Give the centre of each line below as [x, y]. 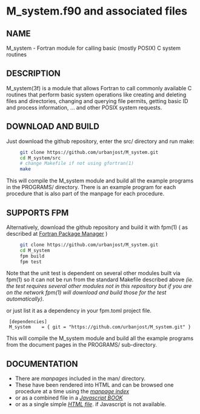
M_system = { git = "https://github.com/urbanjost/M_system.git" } [100, 327]
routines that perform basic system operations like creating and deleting [96, 95]
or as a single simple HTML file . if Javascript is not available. [91, 404]
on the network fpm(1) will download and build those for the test [86, 293]
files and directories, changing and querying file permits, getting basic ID [97, 101]
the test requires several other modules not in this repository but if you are [99, 286]
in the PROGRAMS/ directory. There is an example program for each [91, 187]
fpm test [31, 262]
